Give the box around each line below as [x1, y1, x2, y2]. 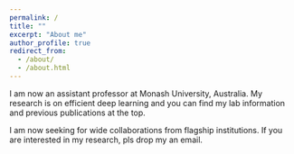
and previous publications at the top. [9, 107, 147, 118]
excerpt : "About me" [9, 30, 88, 39]
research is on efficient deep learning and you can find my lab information [9, 97, 286, 108]
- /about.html [17, 64, 71, 73]
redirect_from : [9, 47, 67, 56]
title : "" [9, 22, 47, 31]
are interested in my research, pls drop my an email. [9, 134, 204, 145]
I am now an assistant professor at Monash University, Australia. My [9, 87, 263, 99]
